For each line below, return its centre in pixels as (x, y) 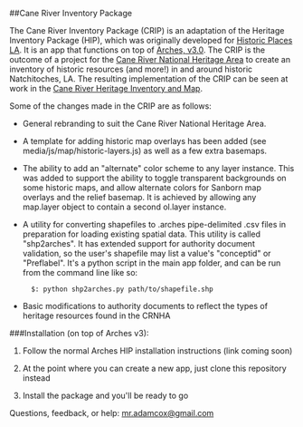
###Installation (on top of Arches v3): (79, 333)
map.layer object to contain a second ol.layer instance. (124, 207)
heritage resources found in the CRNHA (96, 315)
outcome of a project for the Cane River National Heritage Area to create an (150, 59)
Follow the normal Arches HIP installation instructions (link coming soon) (157, 351)
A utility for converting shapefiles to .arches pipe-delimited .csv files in (154, 224)
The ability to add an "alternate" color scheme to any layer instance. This (158, 168)
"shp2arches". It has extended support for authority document (138, 243)
